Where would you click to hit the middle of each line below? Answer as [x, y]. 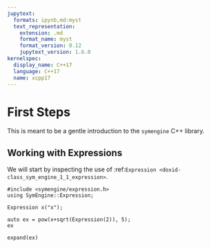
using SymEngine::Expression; [51, 195]
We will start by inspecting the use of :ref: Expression [82, 169]
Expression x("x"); [35, 208]
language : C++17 [37, 71]
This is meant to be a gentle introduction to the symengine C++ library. [106, 131]
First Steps [39, 112]
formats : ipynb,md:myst [47, 20]
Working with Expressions [65, 153]
